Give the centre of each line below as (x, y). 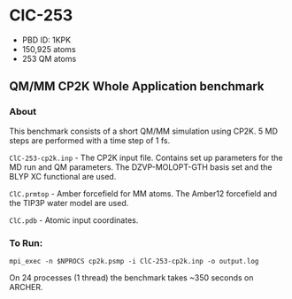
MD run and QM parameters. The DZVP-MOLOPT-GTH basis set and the (141, 167)
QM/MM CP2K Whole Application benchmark (137, 86)
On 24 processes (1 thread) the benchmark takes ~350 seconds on (131, 277)
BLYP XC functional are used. (63, 176)
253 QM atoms (49, 58)
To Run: (26, 242)
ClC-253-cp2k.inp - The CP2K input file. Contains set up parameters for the (146, 157)
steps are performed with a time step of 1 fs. (90, 140)
